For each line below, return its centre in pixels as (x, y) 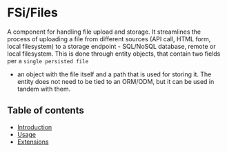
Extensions (33, 142)
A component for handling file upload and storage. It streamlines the (104, 32)
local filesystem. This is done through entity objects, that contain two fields (114, 54)
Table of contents (46, 110)
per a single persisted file (48, 61)
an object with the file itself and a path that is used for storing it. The (114, 74)
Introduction (34, 127)
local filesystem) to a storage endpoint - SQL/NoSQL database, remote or (111, 46)
